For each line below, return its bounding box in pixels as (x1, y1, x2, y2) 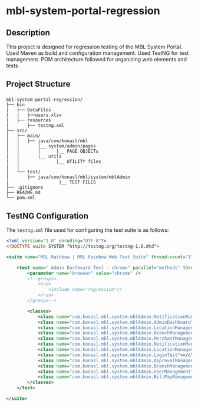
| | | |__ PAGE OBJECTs (6, 149, 99, 155)
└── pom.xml (6, 195, 35, 201)
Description (6, 28, 50, 38)
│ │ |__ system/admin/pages (6, 143, 96, 149)
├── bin (6, 102, 25, 108)
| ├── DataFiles (6, 107, 51, 113)
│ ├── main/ (6, 133, 41, 139)
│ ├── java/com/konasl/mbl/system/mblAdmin (6, 174, 131, 180)
